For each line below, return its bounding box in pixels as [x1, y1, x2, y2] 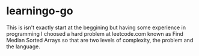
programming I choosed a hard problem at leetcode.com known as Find [6, 30, 183, 37]
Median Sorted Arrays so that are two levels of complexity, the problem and [6, 36, 194, 43]
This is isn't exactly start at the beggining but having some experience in [6, 24, 186, 31]
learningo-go [6, 4, 73, 18]
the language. [6, 43, 40, 50]
